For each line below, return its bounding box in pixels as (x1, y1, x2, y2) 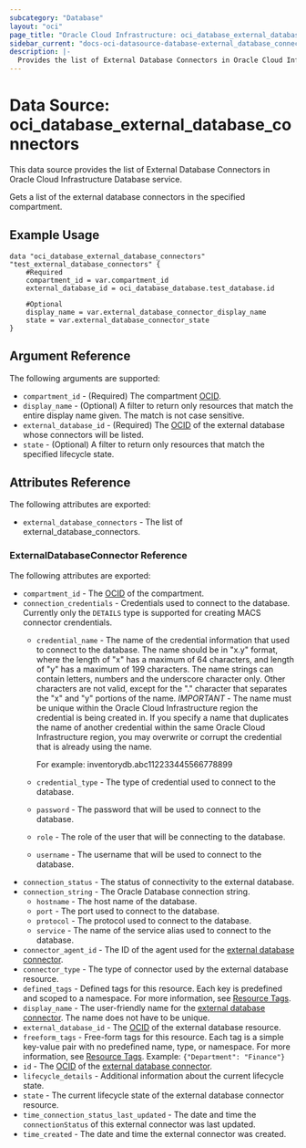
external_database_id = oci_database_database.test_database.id (25, 284, 275, 293)
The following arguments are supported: (9, 372, 161, 383)
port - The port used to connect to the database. (36, 905, 220, 916)
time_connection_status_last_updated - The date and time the (22, 1109, 257, 1120)
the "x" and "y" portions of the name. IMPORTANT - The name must (36, 693, 292, 704)
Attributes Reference (9, 475, 131, 490)
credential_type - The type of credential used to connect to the (36, 777, 276, 788)
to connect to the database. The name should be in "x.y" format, (36, 644, 279, 655)
